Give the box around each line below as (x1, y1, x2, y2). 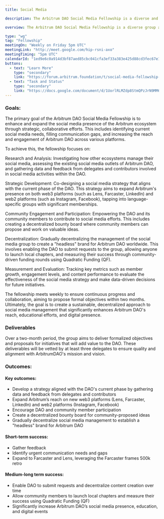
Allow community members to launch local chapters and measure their (12, 493, 155, 498)
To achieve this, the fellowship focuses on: (5, 146, 91, 152)
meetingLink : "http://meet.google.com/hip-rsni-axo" (5, 47, 115, 52)
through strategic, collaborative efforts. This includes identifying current (5, 126, 150, 132)
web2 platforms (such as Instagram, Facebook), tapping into (5, 196, 127, 202)
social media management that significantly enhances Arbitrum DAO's (5, 307, 146, 313)
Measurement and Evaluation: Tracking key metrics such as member (5, 266, 143, 272)
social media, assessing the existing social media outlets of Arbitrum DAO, (5, 161, 154, 166)
